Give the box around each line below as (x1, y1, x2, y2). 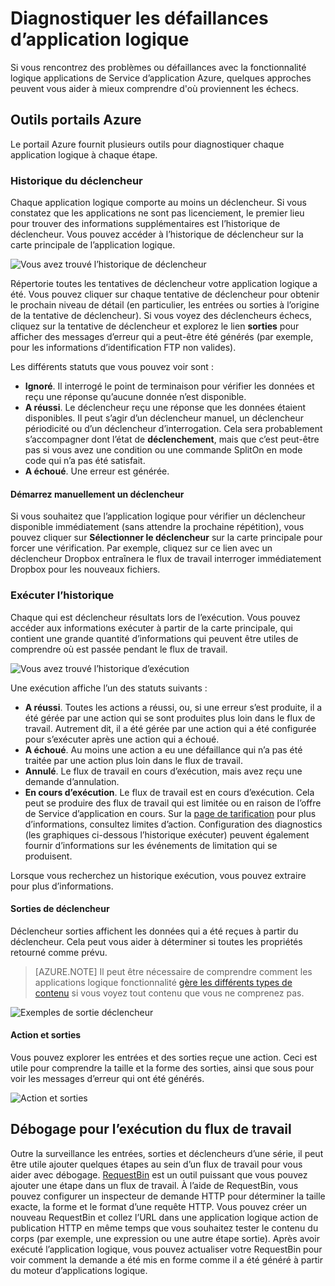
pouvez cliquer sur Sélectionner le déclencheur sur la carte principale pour (10, 532, 323, 544)
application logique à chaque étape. (10, 148, 158, 161)
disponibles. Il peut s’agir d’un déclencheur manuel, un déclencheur (24, 412, 305, 424)
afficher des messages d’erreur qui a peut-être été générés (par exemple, (10, 331, 314, 343)
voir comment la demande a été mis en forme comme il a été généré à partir (10, 1253, 323, 1266)
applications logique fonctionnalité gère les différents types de (34, 976, 293, 988)
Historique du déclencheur (10, 173, 143, 187)
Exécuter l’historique (10, 588, 115, 602)
